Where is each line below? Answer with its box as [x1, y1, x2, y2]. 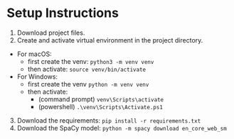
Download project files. [16, 28, 85, 37]
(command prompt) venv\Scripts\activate [38, 94, 164, 104]
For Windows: [16, 72, 58, 81]
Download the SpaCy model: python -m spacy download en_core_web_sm [16, 123, 227, 132]
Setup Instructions [6, 5, 119, 21]
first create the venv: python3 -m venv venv [27, 57, 154, 65]
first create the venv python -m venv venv [27, 79, 149, 88]
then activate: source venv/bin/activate [27, 65, 147, 73]
